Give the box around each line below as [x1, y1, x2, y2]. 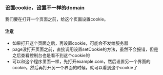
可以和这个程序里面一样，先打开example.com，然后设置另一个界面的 [12, 58, 151, 64]
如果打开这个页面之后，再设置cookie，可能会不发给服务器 [12, 40, 128, 46]
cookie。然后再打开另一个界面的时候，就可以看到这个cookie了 [12, 64, 138, 70]
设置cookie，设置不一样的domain [5, 4, 84, 11]
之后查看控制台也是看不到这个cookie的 [12, 52, 90, 58]
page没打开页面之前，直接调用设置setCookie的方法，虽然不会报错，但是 [12, 46, 159, 52]
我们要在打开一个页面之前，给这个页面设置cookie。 [5, 16, 109, 22]
